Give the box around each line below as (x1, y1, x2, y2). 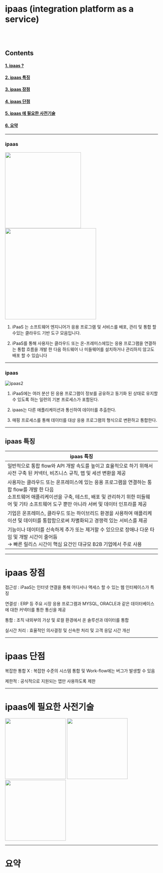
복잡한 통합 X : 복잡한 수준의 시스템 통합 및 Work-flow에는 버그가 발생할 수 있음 (5, 667, 155, 674)
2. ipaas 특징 (5, 74, 31, 80)
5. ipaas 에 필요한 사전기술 (5, 110, 56, 116)
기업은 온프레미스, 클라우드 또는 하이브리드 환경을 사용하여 (7, 509, 133, 516)
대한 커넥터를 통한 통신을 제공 (10, 607, 66, 612)
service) (5, 14, 39, 25)
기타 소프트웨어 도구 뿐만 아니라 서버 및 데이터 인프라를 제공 (19, 501, 147, 507)
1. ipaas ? (5, 62, 24, 69)
